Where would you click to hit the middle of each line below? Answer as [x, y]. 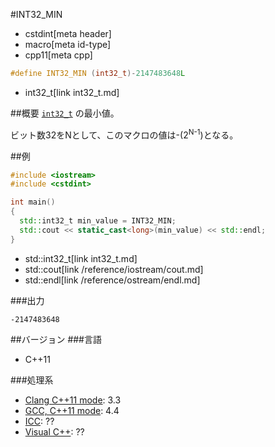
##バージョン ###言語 [56, 339]
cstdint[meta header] [68, 33]
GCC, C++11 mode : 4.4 [72, 410]
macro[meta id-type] [68, 44]
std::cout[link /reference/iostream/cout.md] [114, 269]
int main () [33, 202]
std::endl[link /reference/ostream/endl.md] [112, 280]
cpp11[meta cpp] [58, 55]
